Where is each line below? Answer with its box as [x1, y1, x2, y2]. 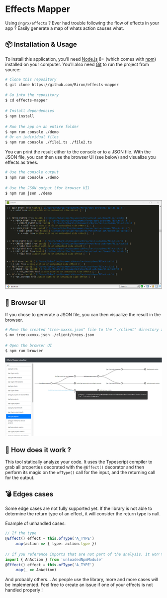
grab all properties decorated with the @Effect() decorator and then [5, 464, 145, 470]
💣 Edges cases [5, 489, 54, 498]
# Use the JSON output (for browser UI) [5, 185, 90, 190]
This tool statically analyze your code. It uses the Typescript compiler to [5, 459, 153, 465]
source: [5, 66, 21, 73]
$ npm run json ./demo [5, 191, 52, 196]
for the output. [5, 475, 35, 481]
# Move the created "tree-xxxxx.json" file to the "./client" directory [5, 327, 159, 332]
